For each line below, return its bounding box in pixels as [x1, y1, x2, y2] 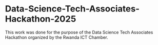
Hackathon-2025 [5, 13, 77, 24]
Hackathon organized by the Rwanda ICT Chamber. [5, 34, 108, 40]
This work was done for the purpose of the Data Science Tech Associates [5, 29, 154, 35]
